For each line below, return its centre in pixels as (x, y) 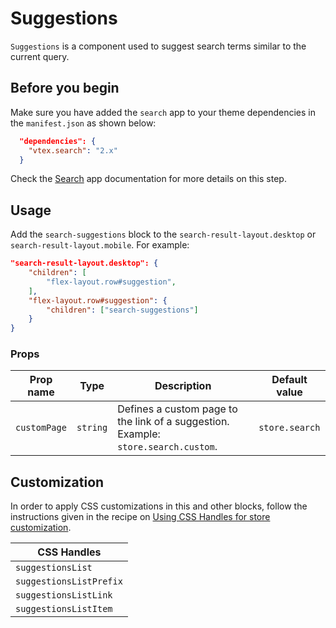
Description (183, 386)
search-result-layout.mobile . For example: (100, 245)
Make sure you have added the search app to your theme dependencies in (163, 112)
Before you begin (65, 88)
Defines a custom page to (177, 409)
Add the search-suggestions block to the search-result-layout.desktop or (163, 234)
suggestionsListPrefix (69, 581)
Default (289, 380)
